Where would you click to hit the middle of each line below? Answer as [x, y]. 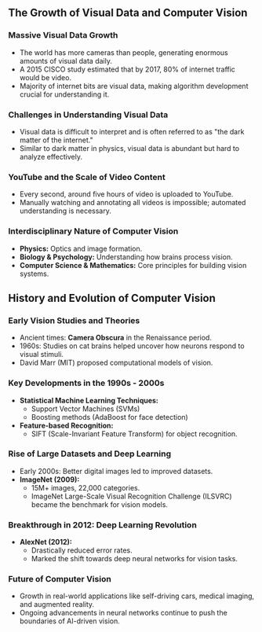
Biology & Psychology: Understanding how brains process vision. [126, 257]
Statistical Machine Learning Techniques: [89, 400]
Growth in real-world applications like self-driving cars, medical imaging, [137, 596]
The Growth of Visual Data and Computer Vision [128, 13]
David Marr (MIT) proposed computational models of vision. [116, 363]
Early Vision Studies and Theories [74, 320]
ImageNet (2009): [49, 480]
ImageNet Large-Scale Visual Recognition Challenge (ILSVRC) [132, 496]
